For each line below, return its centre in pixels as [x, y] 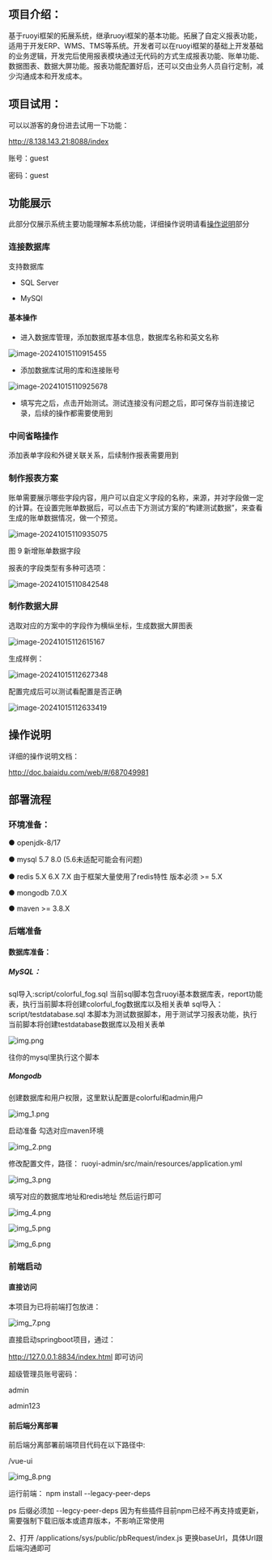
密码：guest [28, 175]
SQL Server [39, 283]
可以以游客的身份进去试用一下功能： [69, 125]
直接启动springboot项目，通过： [62, 1339]
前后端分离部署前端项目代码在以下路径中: [77, 1445]
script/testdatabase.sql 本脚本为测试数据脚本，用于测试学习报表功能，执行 [133, 1014]
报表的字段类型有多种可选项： [58, 567]
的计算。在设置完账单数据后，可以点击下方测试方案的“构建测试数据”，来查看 [136, 508]
